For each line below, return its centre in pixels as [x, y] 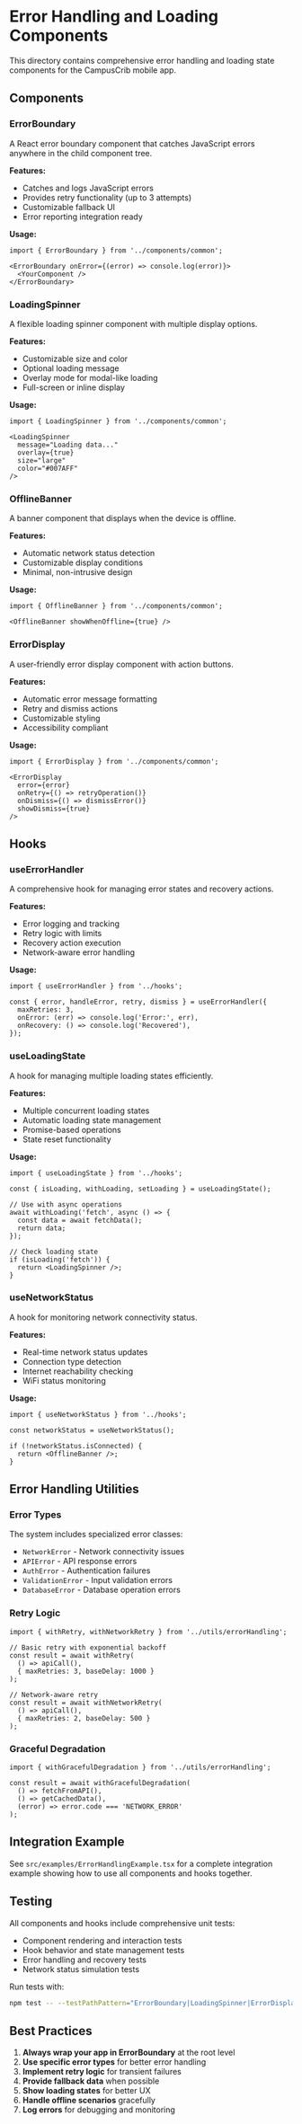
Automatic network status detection [89, 553]
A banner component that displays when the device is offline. [123, 518]
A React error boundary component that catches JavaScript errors [132, 143]
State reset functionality [67, 1139]
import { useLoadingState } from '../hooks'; [96, 1173]
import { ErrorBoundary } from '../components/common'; [116, 250]
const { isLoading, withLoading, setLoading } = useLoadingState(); [140, 1189]
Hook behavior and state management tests [103, 1950]
